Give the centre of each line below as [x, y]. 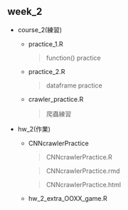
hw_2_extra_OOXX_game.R [68, 198]
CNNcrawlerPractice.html [84, 184]
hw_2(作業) [34, 129]
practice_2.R [47, 71]
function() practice [73, 58]
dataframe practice [74, 85]
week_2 [25, 12]
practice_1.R [46, 44]
